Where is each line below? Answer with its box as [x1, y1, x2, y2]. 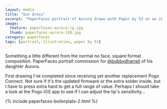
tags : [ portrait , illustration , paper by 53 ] [5, 39, 101, 44]
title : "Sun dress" [5, 12, 46, 17]
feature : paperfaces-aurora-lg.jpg [9, 26, 83, 31]
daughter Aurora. [5, 63, 40, 69]
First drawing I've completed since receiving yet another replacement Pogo [5, 73, 160, 79]
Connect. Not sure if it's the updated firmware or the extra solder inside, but [5, 78, 161, 84]
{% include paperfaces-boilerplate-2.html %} [5, 98, 98, 104]
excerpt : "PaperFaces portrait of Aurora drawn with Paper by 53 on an [5, 16, 157, 21]
